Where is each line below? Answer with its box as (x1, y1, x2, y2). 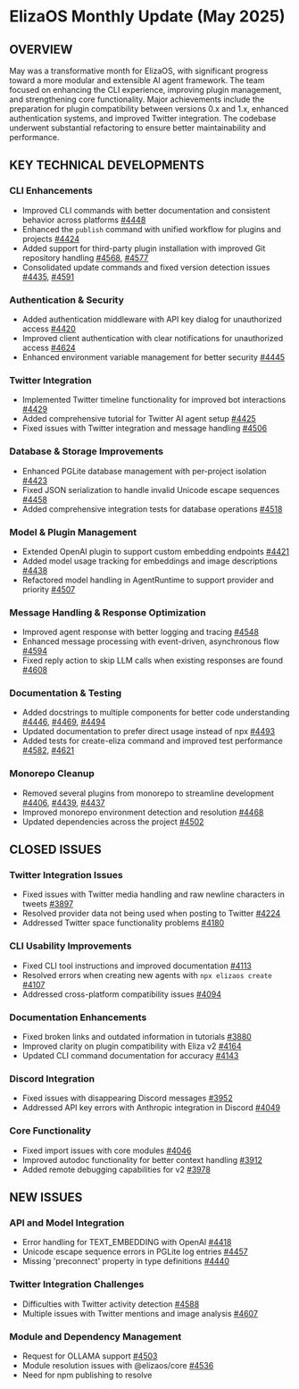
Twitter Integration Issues (9, 869, 123, 882)
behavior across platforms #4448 (21, 214, 146, 225)
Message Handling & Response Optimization (9, 606, 207, 618)
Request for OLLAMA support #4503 (21, 1351, 158, 1361)
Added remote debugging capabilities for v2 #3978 (21, 1164, 212, 1175)
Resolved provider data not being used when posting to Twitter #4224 (21, 908, 281, 919)
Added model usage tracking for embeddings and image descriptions (21, 556, 278, 566)
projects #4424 (21, 233, 80, 244)
